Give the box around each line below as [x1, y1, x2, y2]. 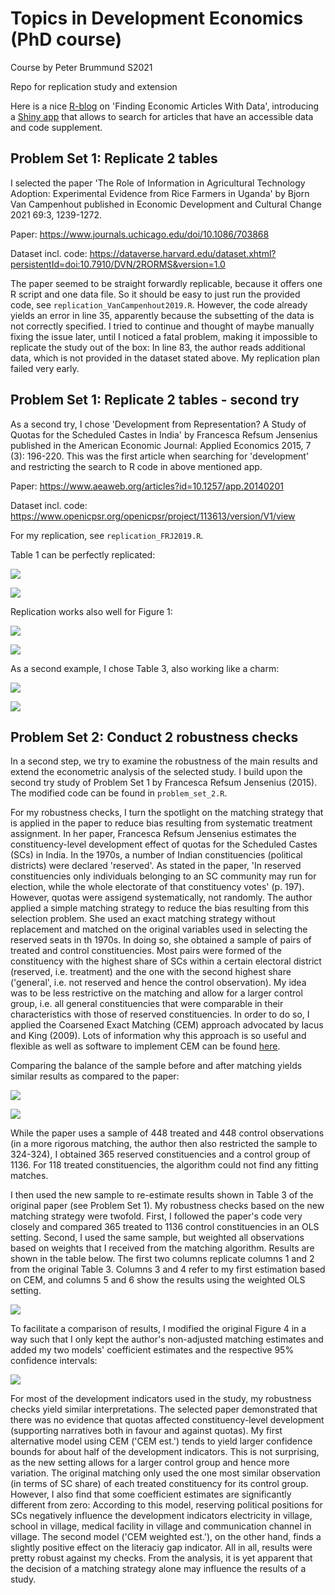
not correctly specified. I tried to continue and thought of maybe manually [10, 320, 315, 332]
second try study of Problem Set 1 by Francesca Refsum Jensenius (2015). [10, 777, 318, 789]
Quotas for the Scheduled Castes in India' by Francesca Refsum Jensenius [10, 428, 318, 441]
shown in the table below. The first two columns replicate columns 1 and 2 [10, 1253, 315, 1265]
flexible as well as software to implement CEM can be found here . [10, 1040, 281, 1052]
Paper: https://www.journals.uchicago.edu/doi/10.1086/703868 [10, 228, 270, 240]
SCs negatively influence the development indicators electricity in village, [10, 1510, 313, 1522]
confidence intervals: [10, 1355, 98, 1367]
